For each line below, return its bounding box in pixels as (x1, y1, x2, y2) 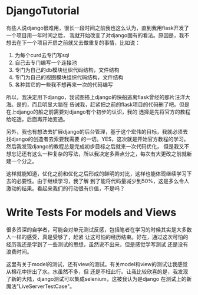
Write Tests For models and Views (6, 206, 177, 219)
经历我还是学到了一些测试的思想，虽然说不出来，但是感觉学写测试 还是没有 (6, 240, 189, 248)
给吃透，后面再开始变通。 (6, 115, 68, 122)
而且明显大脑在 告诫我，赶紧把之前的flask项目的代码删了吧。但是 (31, 101, 190, 108)
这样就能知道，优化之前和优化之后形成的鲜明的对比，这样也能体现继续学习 (6, 170, 187, 177)
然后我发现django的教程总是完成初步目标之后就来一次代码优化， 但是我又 (6, 142, 184, 150)
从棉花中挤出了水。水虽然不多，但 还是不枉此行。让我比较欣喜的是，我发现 (6, 268, 189, 275)
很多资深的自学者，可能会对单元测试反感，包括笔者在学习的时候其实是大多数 (6, 226, 192, 233)
